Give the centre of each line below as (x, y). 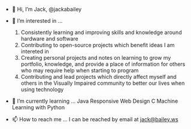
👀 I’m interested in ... (37, 21)
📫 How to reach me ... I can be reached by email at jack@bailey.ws (95, 119)
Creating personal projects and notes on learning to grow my (96, 58)
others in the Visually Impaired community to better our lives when (103, 83)
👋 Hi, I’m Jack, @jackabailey (47, 9)
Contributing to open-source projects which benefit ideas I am (98, 45)
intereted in (35, 51)
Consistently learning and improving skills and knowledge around (101, 32)
